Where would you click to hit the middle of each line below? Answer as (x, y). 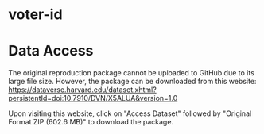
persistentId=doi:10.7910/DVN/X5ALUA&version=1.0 (93, 98)
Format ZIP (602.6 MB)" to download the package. (91, 122)
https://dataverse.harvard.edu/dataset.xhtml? (82, 90)
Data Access (51, 51)
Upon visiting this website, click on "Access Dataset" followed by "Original (130, 113)
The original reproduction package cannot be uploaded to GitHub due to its (131, 73)
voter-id (35, 15)
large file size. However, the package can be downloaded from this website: (132, 82)
